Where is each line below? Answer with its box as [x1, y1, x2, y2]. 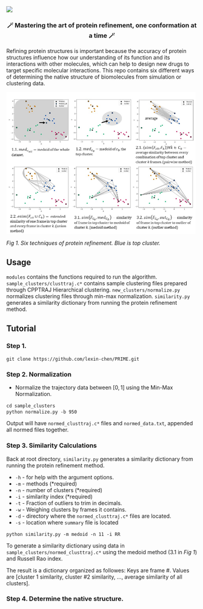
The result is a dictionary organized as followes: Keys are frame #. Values [6, 566, 190, 574]
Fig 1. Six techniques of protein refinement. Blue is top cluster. [6, 240, 161, 247]
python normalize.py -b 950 [6, 409, 78, 416]
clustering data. [6, 80, 45, 87]
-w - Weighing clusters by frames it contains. [15, 506, 127, 513]
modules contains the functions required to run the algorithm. [6, 273, 158, 280]
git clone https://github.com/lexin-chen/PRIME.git [6, 356, 139, 362]
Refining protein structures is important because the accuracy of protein [6, 47, 187, 55]
